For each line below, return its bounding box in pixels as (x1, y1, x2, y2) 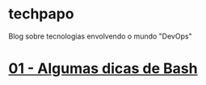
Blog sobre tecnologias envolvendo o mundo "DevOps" (8, 31, 192, 41)
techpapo (8, 5, 74, 23)
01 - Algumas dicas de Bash (8, 59, 198, 78)
